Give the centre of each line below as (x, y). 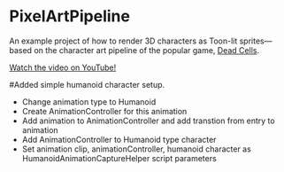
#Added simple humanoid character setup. (87, 84)
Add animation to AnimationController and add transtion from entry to (149, 121)
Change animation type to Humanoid (89, 102)
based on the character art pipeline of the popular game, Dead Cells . (134, 50)
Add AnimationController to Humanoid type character (119, 139)
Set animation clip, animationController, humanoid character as (137, 149)
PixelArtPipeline (70, 16)
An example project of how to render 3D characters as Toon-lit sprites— (141, 41)
